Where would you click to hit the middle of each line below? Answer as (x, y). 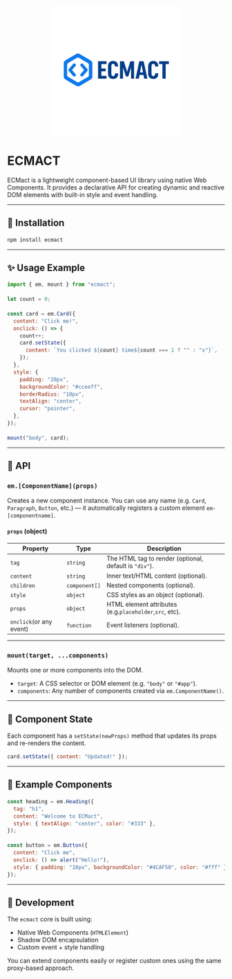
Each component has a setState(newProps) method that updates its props (112, 736)
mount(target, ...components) (58, 656)
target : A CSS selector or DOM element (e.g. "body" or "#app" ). (107, 684)
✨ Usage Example (46, 268)
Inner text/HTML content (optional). (157, 576)
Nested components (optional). (151, 585)
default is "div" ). (130, 566)
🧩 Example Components (60, 785)
